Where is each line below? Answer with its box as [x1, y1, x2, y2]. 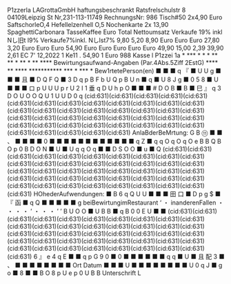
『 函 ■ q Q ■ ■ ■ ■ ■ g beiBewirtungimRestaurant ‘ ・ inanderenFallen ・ [7, 198, 224, 207]
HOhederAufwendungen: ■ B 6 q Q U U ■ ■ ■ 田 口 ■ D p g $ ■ [33, 190, 221, 198]
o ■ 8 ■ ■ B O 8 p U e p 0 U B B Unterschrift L [7, 269, 141, 277]
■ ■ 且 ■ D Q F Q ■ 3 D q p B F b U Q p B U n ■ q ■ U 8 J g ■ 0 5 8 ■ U [7, 75, 219, 84]
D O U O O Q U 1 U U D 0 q [7, 92, 83, 100]
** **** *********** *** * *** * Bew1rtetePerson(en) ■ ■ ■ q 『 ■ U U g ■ [7, 67, 222, 75]
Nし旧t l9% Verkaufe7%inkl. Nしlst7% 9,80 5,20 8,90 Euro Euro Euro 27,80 [7, 36, 220, 44]
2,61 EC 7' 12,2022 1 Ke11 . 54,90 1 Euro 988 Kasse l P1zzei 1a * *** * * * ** [7, 51, 219, 59]
